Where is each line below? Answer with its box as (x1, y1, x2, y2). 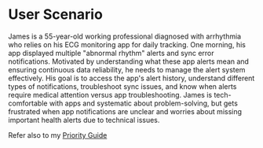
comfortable (8, 98, 48, 108)
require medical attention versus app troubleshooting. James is (8, 90, 213, 99)
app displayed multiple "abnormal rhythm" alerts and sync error (8, 48, 214, 57)
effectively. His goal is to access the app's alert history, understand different (8, 73, 255, 83)
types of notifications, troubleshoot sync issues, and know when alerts (8, 81, 237, 91)
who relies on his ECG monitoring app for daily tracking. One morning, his (8, 39, 246, 49)
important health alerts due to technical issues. (8, 115, 160, 124)
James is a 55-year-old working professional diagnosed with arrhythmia (8, 31, 242, 41)
